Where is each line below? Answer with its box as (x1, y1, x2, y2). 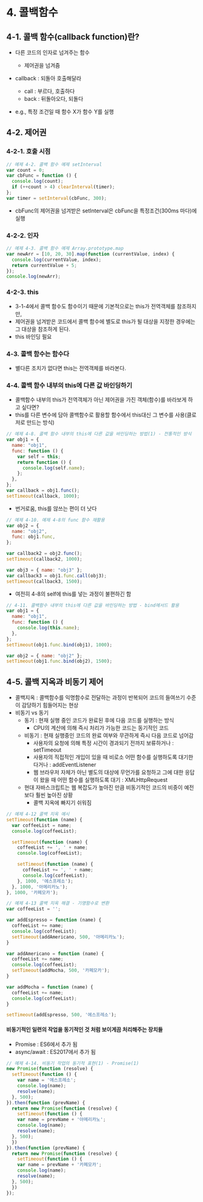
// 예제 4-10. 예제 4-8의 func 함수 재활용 (6, 517, 105, 523)
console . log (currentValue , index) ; (12, 256, 102, 263)
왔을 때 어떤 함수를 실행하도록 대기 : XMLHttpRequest (39, 776, 168, 784)
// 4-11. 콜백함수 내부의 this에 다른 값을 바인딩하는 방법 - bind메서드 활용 (6, 602, 179, 608)
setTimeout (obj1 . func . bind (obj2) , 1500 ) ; (6, 658, 113, 665)
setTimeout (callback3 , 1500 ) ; (6, 578, 83, 585)
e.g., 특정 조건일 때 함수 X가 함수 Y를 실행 (15, 108, 114, 115)
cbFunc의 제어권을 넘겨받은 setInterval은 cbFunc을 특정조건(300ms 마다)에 (15, 207, 197, 214)
